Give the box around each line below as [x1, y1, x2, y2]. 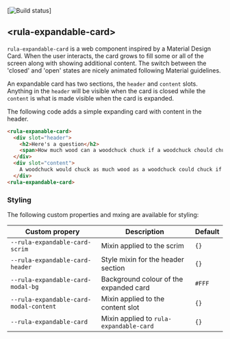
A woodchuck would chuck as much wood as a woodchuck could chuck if [19, 166, 222, 173]
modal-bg [10, 283, 39, 290]
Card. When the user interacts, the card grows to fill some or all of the [7, 51, 204, 60]
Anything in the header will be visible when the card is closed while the [7, 86, 206, 95]
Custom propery [25, 227, 80, 236]
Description [125, 227, 164, 236]
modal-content [10, 302, 57, 310]
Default [194, 227, 220, 236]
